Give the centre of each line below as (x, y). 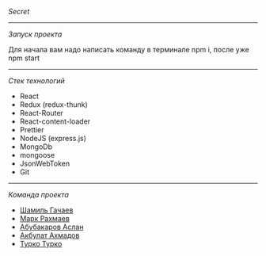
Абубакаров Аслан (51, 227)
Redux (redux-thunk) (54, 105)
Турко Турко (41, 244)
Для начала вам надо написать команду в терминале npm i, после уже (129, 50)
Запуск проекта (35, 34)
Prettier (32, 130)
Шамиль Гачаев (46, 210)
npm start (24, 58)
